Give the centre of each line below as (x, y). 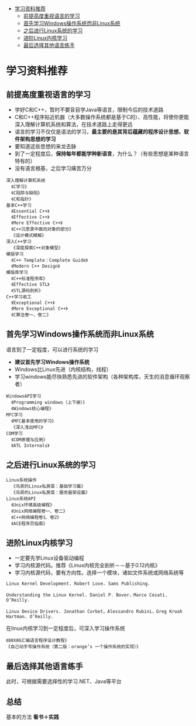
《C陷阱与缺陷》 (27, 193)
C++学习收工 (19, 297)
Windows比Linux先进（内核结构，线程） (63, 369)
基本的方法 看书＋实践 (32, 717)
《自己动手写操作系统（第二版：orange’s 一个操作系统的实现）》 (73, 647)
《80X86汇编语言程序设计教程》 (38, 640)
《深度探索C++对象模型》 (37, 248)
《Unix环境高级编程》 (33, 505)
